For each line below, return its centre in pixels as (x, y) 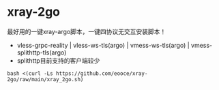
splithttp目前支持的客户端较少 (58, 60)
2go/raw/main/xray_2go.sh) (45, 79)
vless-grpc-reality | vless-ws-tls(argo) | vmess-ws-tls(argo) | (103, 45)
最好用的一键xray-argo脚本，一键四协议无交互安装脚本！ (87, 31)
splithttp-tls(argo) (42, 52)
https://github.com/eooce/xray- (102, 73)
